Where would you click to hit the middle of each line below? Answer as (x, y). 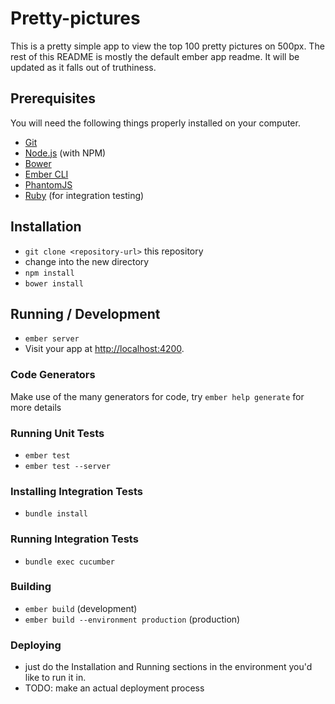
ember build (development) (81, 608)
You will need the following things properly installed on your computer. (155, 123)
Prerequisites (53, 98)
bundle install (56, 514)
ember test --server (67, 466)
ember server (52, 339)
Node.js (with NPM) (65, 153)
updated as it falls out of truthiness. (83, 67)
